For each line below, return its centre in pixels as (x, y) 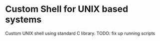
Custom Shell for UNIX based (67, 9)
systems (23, 20)
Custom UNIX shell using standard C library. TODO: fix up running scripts (80, 33)
